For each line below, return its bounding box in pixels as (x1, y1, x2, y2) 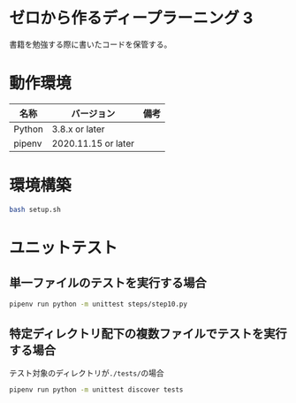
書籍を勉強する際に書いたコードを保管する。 (9, 39, 172, 49)
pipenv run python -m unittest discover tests (9, 385, 184, 394)
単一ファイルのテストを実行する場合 (9, 276, 207, 291)
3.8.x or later (51, 123, 105, 135)
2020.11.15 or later (51, 137, 135, 149)
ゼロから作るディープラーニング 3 (9, 8, 254, 28)
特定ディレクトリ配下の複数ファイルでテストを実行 (9, 326, 287, 341)
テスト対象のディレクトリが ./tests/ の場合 (9, 368, 165, 378)
